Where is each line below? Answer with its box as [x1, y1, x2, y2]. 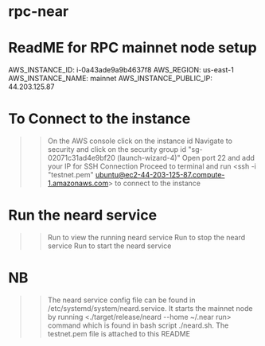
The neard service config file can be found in [47, 295, 196, 305]
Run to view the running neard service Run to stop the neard [47, 233, 246, 242]
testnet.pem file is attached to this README [47, 329, 191, 338]
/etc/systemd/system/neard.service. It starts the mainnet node [47, 303, 253, 313]
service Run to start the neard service [47, 241, 172, 251]
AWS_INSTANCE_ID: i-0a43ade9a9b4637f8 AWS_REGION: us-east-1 [8, 65, 235, 75]
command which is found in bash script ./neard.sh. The [47, 321, 229, 330]
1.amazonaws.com [47, 178, 109, 189]
